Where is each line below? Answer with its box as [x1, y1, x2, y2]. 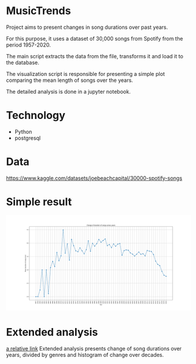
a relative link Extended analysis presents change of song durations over [6, 345, 182, 352]
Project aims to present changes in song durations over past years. [6, 24, 168, 31]
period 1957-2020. [6, 41, 51, 48]
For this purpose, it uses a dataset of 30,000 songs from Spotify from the [6, 35, 183, 42]
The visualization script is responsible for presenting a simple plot [6, 70, 165, 77]
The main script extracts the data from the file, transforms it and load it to [6, 52, 184, 59]
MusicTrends [6, 4, 72, 18]
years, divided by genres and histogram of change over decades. [6, 351, 164, 358]
